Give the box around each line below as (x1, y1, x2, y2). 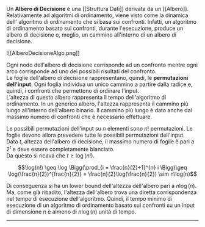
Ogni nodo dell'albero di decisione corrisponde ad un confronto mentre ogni (6, 61, 198, 68)
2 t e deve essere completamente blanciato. (6, 145, 115, 153)
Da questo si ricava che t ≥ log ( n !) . (6, 152, 95, 159)
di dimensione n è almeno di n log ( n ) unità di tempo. (6, 207, 137, 215)
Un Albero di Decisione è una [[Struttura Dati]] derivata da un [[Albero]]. (6, 5, 189, 12)
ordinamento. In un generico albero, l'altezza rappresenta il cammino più (6, 100, 189, 107)
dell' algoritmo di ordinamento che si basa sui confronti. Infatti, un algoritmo (6, 18, 197, 25)
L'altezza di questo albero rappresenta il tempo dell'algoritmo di (6, 94, 167, 101)
